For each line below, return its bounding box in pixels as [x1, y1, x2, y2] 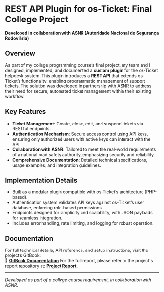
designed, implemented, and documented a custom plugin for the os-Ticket [5, 67, 158, 73]
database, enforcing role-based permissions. [12, 205, 103, 210]
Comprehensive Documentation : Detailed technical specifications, [12, 157, 148, 163]
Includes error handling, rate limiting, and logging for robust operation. [12, 220, 154, 226]
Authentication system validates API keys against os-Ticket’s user [12, 199, 144, 206]
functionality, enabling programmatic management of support [21, 78, 145, 83]
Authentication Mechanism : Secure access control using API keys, [12, 131, 148, 137]
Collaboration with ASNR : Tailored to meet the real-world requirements [12, 146, 156, 152]
